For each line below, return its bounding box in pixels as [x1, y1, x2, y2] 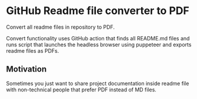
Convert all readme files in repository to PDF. [6, 23, 115, 30]
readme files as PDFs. [6, 47, 59, 54]
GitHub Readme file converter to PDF [6, 4, 189, 18]
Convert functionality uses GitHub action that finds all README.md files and [6, 35, 190, 42]
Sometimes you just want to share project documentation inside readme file [6, 80, 189, 87]
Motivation [6, 64, 47, 74]
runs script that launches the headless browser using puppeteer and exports [6, 41, 192, 48]
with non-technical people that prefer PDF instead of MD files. [6, 86, 157, 93]
